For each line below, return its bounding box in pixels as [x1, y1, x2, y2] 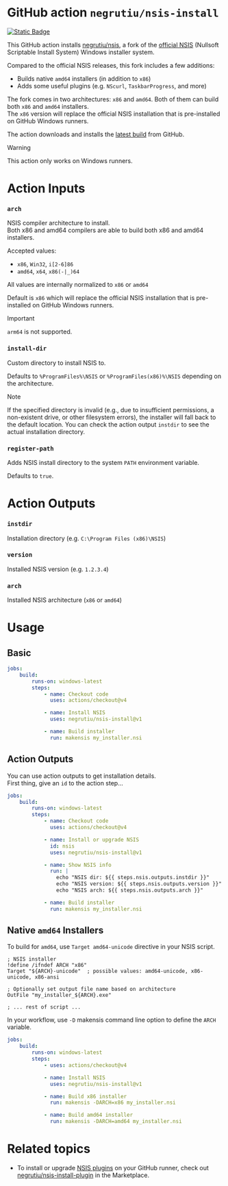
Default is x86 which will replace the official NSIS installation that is [7, 294, 195, 302]
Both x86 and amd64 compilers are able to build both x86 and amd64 [7, 226, 204, 234]
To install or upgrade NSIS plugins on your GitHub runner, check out [16, 1164, 209, 1172]
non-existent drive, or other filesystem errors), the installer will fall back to [7, 413, 216, 421]
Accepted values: [7, 247, 57, 255]
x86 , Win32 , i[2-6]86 [16, 260, 74, 268]
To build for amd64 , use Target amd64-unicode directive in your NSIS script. [7, 943, 215, 951]
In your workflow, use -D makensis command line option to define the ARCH [7, 1015, 216, 1024]
